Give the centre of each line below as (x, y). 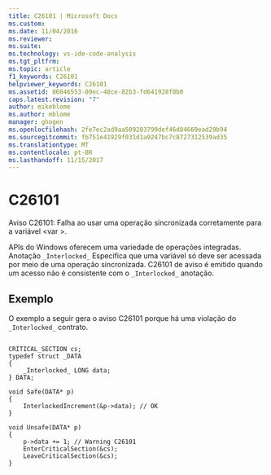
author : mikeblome (39, 107)
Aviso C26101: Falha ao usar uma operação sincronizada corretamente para (135, 223)
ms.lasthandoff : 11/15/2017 (56, 160)
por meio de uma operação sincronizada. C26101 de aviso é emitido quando (135, 265)
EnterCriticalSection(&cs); (70, 449)
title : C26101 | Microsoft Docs (63, 16)
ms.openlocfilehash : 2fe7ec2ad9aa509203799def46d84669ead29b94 (118, 130)
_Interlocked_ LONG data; (67, 371)
